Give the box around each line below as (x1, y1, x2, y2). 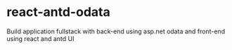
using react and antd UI (6, 34, 75, 42)
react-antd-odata (6, 4, 110, 20)
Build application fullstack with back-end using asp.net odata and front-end (6, 27, 226, 35)
